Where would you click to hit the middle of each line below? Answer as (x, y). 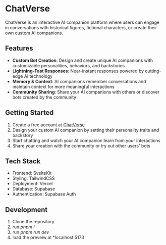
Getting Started (29, 113)
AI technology (38, 76)
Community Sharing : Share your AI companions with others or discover (86, 92)
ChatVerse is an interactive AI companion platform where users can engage (82, 22)
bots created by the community (44, 97)
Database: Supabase (34, 189)
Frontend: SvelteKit (32, 173)
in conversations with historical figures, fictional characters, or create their (81, 27)
